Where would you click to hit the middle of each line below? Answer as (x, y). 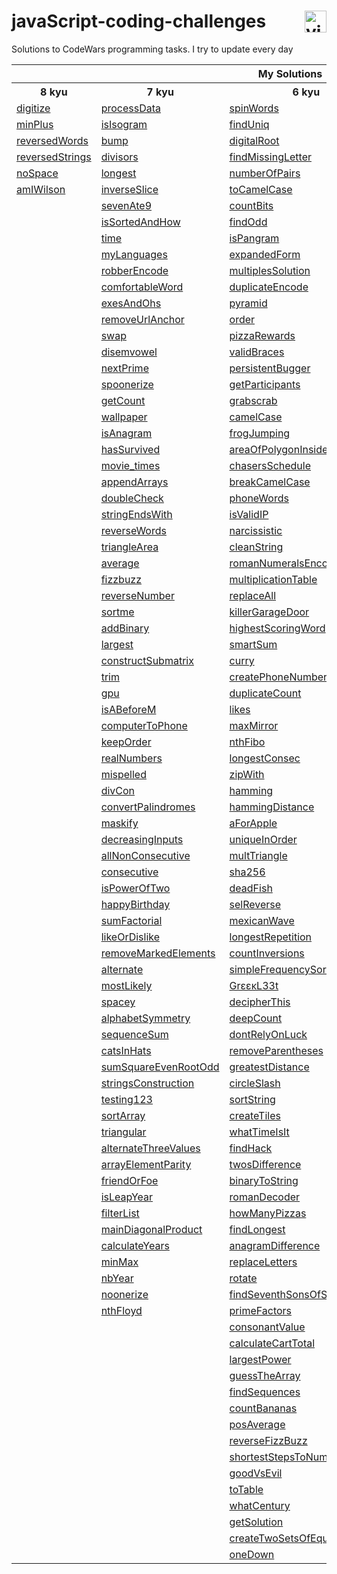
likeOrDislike (130, 937)
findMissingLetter (270, 157)
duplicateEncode (269, 287)
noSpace (37, 173)
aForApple (253, 823)
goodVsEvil (256, 1473)
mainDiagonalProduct (151, 1229)
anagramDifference (275, 1245)
